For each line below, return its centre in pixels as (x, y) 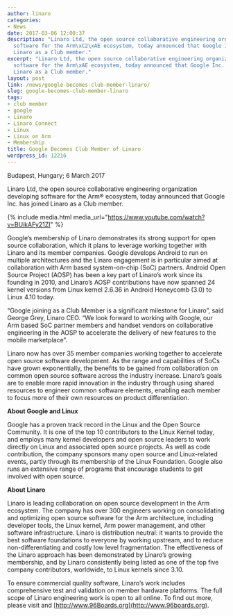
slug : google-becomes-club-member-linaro (68, 91)
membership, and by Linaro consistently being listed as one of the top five (113, 562)
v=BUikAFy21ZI (29, 224)
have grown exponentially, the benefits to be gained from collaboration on (113, 368)
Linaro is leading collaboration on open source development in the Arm (109, 503)
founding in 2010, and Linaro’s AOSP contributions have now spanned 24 (111, 282)
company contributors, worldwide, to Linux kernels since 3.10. (95, 569)
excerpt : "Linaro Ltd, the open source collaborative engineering (105, 59)
